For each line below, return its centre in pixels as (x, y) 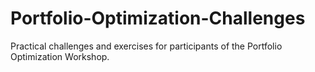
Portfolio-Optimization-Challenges (158, 18)
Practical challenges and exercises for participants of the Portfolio (146, 46)
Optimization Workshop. (60, 56)
